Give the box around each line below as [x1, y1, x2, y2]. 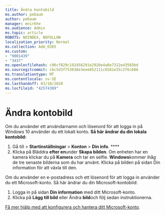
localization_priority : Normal [5, 40, 70, 45]
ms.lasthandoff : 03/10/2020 [5, 81, 63, 86]
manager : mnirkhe [5, 21, 41, 26]
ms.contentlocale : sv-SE [5, 76, 56, 81]
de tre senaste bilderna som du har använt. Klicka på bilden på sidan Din [12, 159, 161, 165]
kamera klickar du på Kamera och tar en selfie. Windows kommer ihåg [12, 154, 156, 160]
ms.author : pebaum [5, 12, 43, 17]
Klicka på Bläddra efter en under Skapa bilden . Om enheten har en [12, 149, 148, 155]
